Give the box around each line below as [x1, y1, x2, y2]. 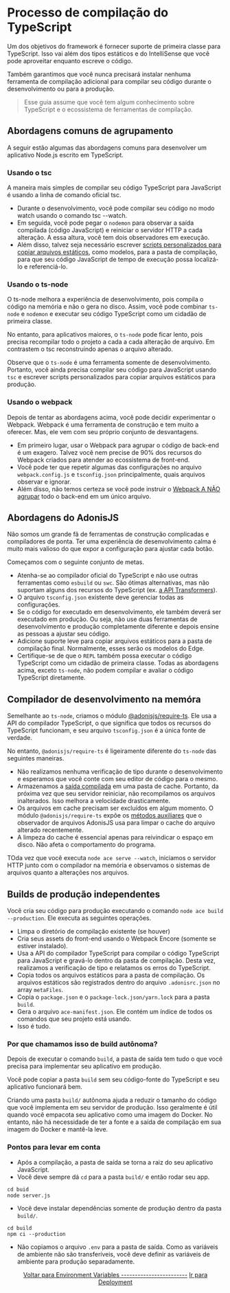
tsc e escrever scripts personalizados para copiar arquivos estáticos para [7, 373, 216, 381]
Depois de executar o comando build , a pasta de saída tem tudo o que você [7, 1055, 223, 1063]
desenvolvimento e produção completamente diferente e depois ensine [16, 622, 220, 631]
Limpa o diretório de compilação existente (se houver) [16, 927, 170, 936]
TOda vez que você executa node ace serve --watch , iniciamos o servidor [7, 854, 216, 862]
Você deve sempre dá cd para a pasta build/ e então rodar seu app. [16, 1173, 210, 1181]
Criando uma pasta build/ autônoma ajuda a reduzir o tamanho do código [7, 1096, 217, 1104]
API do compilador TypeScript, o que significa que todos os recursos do [7, 719, 211, 728]
